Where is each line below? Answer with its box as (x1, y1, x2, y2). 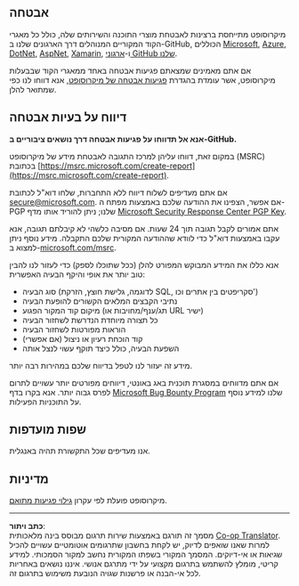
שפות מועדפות (9, 422, 87, 437)
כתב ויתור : (9, 521, 46, 532)
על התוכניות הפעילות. (9, 396, 82, 407)
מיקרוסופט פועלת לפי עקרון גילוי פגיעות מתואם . (9, 495, 167, 506)
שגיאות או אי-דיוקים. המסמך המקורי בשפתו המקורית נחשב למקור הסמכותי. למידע (9, 549, 283, 560)
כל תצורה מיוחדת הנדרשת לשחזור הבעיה (21, 314, 158, 325)
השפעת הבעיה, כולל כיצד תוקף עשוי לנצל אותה (21, 343, 180, 354)
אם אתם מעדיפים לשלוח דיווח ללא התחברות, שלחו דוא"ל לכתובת (9, 187, 229, 198)
